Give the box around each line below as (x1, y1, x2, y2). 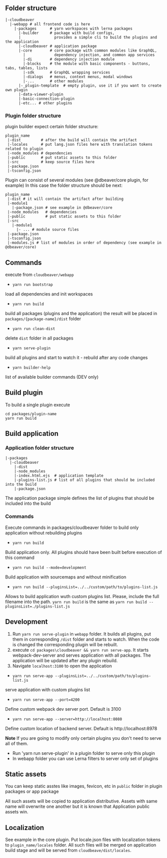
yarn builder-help (12, 365, 51, 370)
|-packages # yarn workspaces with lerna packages (14, 26, 133, 31)
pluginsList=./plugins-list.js (5, 604, 70, 609)
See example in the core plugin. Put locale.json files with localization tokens (5, 836, 161, 843)
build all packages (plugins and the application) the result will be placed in (5, 310, 158, 316)
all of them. (5, 740, 28, 746)
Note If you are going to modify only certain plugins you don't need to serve (5, 735, 162, 741)
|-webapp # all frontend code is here (9, 22, 91, 27)
